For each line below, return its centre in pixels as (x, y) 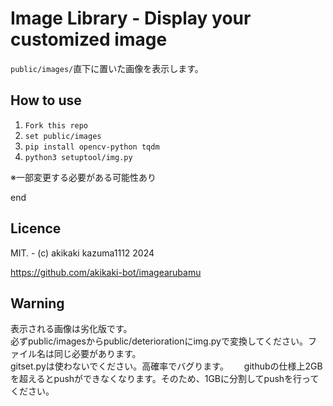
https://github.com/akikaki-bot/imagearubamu (106, 272)
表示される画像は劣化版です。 (71, 329)
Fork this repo (56, 125)
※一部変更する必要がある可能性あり (83, 177)
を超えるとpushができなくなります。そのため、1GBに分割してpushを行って (165, 379)
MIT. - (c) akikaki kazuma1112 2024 (82, 253)
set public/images (63, 136)
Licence (36, 228)
